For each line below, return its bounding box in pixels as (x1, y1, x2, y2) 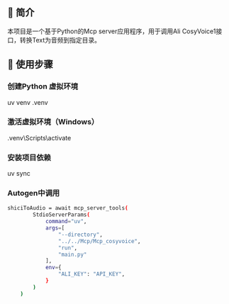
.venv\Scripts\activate (7, 133, 72, 142)
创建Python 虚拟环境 (7, 81, 79, 91)
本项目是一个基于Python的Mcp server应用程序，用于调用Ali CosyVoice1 (7, 27, 216, 35)
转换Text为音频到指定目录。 (19, 35, 101, 44)
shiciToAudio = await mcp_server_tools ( (7, 205, 129, 212)
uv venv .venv (7, 98, 48, 106)
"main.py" (57, 251, 87, 258)
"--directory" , (57, 231, 103, 238)
